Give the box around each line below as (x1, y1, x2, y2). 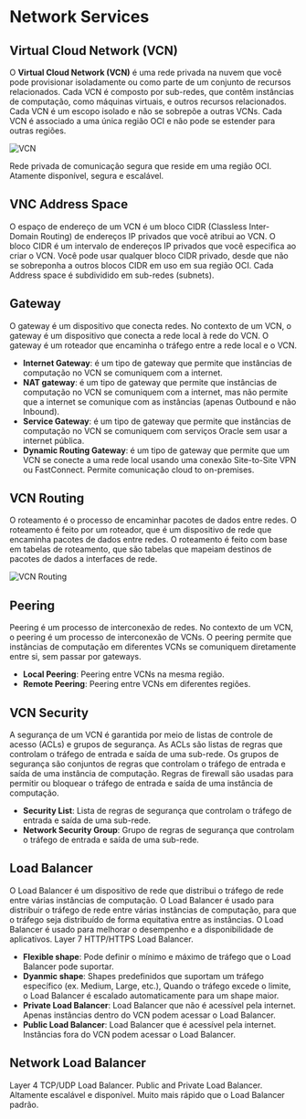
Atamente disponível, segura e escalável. (9, 171, 164, 181)
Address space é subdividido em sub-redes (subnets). (9, 269, 215, 280)
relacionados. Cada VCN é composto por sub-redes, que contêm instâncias (9, 87, 294, 97)
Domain (9, 230, 39, 241)
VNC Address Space (9, 196, 129, 212)
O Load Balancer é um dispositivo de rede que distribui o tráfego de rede (9, 884, 284, 896)
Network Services (9, 6, 150, 27)
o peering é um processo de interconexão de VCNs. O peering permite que (9, 632, 292, 643)
